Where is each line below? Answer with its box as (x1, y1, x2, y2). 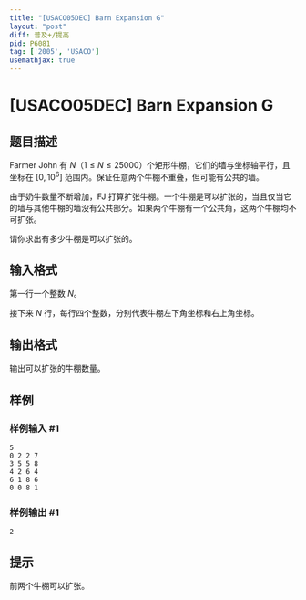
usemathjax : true (9, 56, 76, 65)
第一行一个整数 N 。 (9, 289, 82, 300)
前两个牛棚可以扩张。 (9, 581, 89, 592)
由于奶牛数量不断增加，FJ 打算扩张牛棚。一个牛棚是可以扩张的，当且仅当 (9, 191, 284, 202)
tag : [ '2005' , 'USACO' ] (9, 47, 100, 57)
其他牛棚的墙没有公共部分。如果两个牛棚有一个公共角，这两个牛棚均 (33, 202, 289, 213)
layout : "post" (9, 22, 67, 31)
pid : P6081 (9, 38, 51, 48)
